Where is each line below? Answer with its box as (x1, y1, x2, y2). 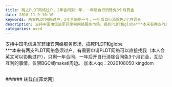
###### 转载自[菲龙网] (5, 76, 54, 82)
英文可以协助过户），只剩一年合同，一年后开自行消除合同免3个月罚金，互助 (5, 54, 163, 60)
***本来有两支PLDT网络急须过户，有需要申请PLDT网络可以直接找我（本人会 (5, 47, 165, 53)
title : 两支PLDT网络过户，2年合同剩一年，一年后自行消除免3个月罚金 (5, 7, 135, 13)
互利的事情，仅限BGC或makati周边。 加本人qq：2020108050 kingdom (5, 60, 154, 66)
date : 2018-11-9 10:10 (5, 12, 54, 17)
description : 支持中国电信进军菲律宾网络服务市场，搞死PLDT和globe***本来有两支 (5, 21, 162, 27)
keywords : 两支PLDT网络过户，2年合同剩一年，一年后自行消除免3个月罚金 (5, 17, 141, 22)
